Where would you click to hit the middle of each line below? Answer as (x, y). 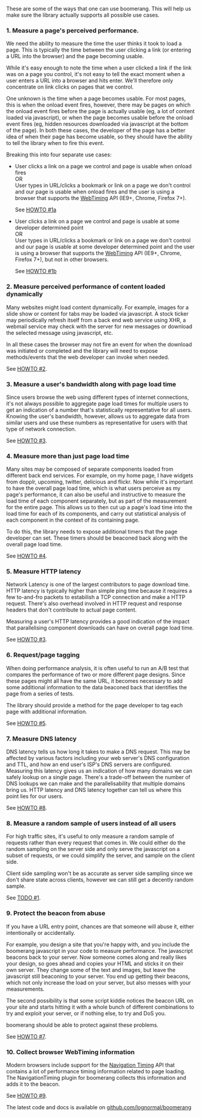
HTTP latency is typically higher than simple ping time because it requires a (99, 591)
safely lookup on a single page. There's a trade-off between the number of (98, 777)
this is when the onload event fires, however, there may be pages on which (98, 105)
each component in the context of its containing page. (73, 520)
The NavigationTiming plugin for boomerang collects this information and (96, 1077)
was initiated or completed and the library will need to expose (82, 350)
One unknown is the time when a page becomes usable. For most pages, (96, 99)
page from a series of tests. (40, 694)
